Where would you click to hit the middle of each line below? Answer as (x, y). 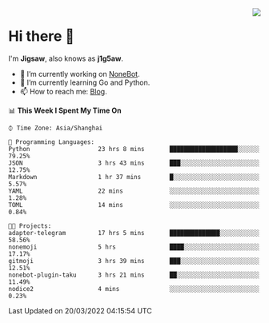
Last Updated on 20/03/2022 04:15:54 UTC (80, 310)
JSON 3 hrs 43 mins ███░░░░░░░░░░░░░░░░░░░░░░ (134, 163)
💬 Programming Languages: (51, 142)
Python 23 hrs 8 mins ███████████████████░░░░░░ (134, 149)
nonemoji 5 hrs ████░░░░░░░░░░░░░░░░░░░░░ (134, 247)
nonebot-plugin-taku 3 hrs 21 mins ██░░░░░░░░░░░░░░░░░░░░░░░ (134, 275)
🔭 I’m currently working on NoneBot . (80, 74)
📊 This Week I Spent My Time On (65, 110)
